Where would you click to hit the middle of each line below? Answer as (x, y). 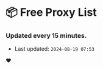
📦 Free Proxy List (51, 13)
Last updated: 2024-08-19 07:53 (55, 49)
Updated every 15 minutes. (46, 36)
